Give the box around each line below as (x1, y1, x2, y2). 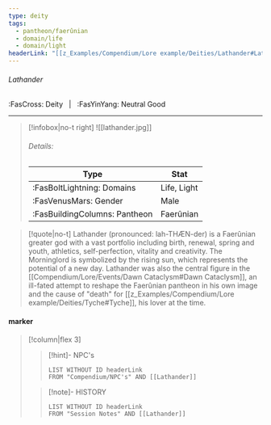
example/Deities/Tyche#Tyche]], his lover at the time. (27, 298, 206, 308)
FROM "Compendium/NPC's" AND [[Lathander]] (48, 372, 198, 381)
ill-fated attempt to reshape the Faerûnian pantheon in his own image (27, 280, 258, 291)
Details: (27, 141, 54, 150)
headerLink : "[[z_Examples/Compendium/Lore (8, 49, 157, 57)
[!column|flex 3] (27, 335, 81, 344)
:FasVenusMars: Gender (31, 196, 123, 207)
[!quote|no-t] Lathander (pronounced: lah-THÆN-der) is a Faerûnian (27, 229, 256, 239)
